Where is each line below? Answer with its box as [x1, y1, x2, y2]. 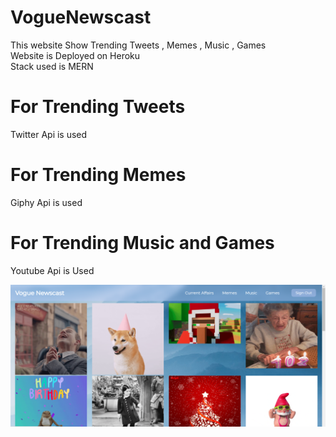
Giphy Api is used [10, 196, 83, 208]
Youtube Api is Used [10, 264, 95, 276]
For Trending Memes [10, 164, 187, 186]
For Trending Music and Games [10, 232, 275, 254]
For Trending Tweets [10, 96, 186, 118]
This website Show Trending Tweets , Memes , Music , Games [10, 39, 267, 51]
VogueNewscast [10, 6, 152, 29]
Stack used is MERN [10, 60, 94, 72]
